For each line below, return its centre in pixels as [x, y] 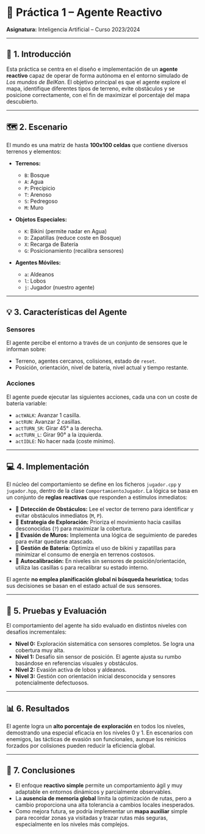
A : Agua [34, 181]
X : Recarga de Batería [51, 244]
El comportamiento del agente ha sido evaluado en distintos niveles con [97, 626]
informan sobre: [27, 349]
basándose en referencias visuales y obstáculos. [77, 663]
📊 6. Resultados [38, 709]
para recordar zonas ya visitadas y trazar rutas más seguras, [92, 818]
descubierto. [22, 101]
